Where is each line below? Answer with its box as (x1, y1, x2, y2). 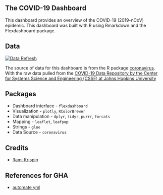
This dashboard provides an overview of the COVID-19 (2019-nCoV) (5, 17, 144, 23)
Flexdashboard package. (5, 27, 56, 34)
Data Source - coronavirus (12, 129, 67, 135)
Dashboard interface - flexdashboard (12, 103, 88, 109)
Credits (5, 143, 29, 152)
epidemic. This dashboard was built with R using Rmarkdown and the (5, 22, 146, 28)
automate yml (12, 185, 41, 191)
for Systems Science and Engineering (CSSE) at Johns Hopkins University (5, 75, 157, 81)
